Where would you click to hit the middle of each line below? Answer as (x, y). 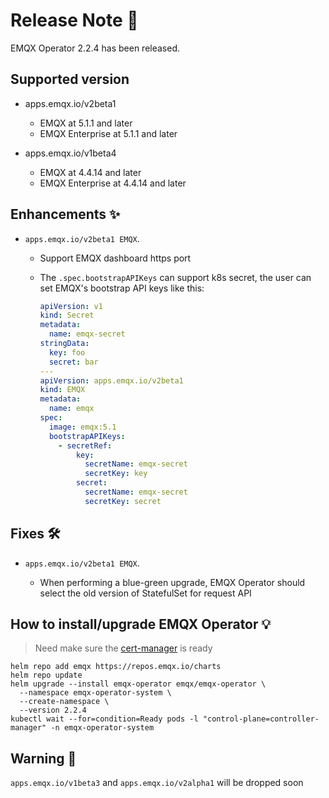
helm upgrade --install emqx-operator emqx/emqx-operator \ (138, 684)
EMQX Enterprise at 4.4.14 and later (113, 183)
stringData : (64, 344)
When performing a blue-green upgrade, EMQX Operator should (172, 582)
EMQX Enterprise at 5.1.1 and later (108, 133)
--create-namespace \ (64, 702)
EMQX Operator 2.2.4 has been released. (95, 48)
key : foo (67, 352)
